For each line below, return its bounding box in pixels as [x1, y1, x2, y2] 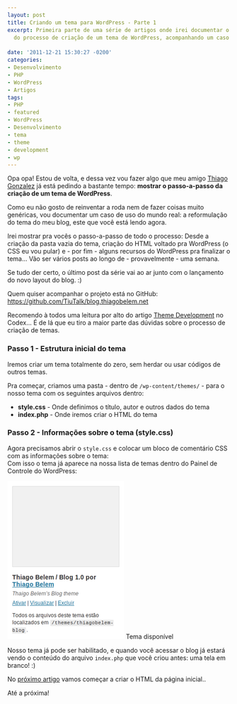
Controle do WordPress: [7, 466, 78, 475]
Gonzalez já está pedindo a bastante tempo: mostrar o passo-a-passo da [7, 182, 223, 190]
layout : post [7, 11, 46, 18]
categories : [7, 57, 42, 64]
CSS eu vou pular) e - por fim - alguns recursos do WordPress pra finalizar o [7, 247, 231, 256]
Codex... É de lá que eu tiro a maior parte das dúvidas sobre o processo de [7, 318, 226, 327]
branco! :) [7, 661, 36, 669]
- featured [7, 109, 40, 117]
